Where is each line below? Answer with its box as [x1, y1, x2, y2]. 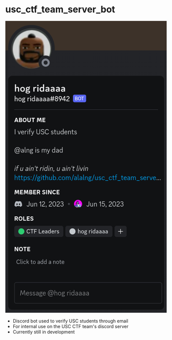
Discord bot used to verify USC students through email [12, 317, 128, 324]
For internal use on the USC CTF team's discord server [12, 323, 129, 329]
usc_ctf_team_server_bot [5, 4, 115, 15]
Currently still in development [12, 329, 75, 335]
